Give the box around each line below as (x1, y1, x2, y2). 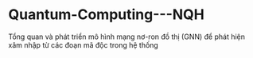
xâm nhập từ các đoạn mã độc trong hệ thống (8, 40, 159, 49)
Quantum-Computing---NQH (8, 6, 204, 24)
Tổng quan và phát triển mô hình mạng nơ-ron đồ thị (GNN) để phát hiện (8, 32, 245, 41)
